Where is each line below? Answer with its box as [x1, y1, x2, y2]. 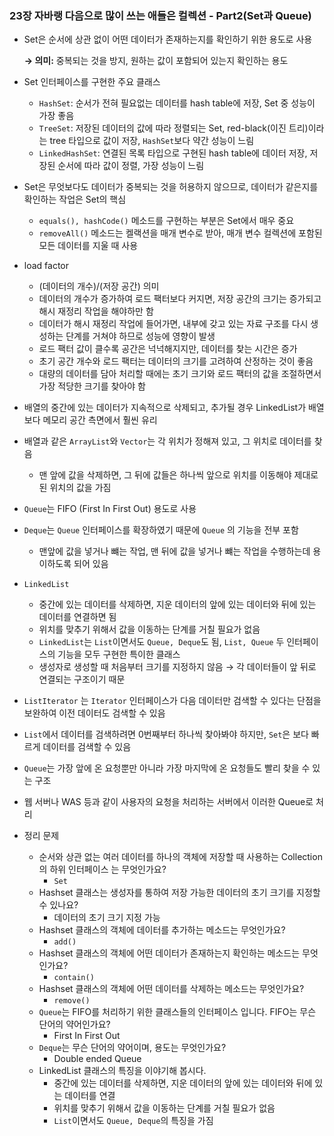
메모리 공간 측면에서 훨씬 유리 [42, 414, 158, 426]
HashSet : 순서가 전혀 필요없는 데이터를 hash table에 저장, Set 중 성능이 [38, 97, 316, 109]
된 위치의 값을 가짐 [38, 482, 112, 494]
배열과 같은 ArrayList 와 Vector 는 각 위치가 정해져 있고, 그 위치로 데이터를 [23, 435, 312, 447]
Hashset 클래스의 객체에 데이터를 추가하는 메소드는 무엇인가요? [38, 924, 286, 936]
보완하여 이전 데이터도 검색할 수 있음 [23, 707, 166, 719]
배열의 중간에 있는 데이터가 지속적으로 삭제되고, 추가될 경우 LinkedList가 [23, 402, 307, 414]
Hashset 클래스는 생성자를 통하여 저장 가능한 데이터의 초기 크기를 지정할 [38, 887, 321, 899]
